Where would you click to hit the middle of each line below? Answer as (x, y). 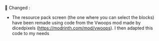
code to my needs (30, 33)
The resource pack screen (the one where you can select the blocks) (83, 17)
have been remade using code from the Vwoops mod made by (76, 23)
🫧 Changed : (17, 8)
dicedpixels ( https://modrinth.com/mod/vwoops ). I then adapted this (82, 28)
